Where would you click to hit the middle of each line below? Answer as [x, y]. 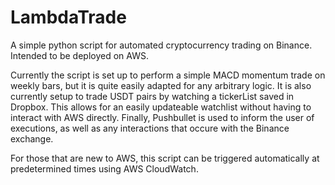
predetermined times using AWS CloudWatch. [104, 168]
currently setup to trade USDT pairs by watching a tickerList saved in [152, 96]
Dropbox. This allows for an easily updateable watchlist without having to [161, 107]
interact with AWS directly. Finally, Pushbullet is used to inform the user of [162, 117]
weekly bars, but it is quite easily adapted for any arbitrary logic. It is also [161, 85]
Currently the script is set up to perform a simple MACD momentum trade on [168, 75]
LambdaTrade [68, 17]
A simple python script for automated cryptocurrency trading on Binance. [161, 45]
